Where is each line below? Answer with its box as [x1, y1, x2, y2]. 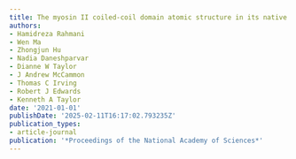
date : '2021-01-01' [9, 103, 82, 112]
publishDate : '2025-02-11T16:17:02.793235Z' [9, 111, 176, 120]
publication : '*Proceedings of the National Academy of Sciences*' [9, 136, 264, 145]
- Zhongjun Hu [9, 46, 62, 55]
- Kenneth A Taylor [9, 95, 82, 104]
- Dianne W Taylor [9, 63, 77, 72]
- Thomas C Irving [9, 79, 77, 87]
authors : [9, 21, 42, 30]
